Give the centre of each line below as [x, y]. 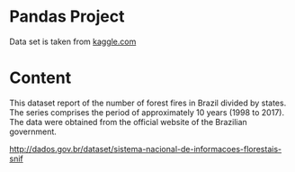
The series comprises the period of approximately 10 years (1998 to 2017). [147, 112]
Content [40, 78]
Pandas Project [67, 17]
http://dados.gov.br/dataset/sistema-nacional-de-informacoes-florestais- [145, 149]
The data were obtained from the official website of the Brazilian [128, 122]
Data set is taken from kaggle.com [73, 41]
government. [33, 131]
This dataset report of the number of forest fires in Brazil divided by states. [148, 103]
